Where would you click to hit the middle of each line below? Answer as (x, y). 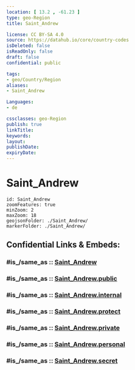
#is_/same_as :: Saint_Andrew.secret (62, 360)
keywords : (19, 136)
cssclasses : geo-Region (36, 119)
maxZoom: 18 (21, 215)
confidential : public (34, 63)
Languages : (20, 102)
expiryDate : (21, 153)
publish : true (24, 124)
